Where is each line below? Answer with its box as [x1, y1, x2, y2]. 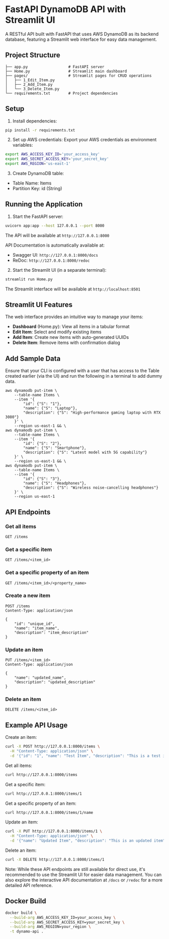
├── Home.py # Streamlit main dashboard [5, 69, 127, 74]
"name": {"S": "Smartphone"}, [23, 445, 87, 451]
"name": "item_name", [14, 625, 59, 631]
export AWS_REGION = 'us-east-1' [5, 161, 71, 166]
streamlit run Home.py [5, 276, 53, 282]
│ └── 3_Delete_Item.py [5, 86, 59, 91]
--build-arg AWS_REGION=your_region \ [10, 924, 92, 929]
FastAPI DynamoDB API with [5, 4, 126, 15]
